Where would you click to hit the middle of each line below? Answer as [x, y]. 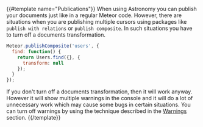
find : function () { [37, 51]
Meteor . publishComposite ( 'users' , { [53, 46]
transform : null [43, 63]
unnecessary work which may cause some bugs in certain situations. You [98, 105]
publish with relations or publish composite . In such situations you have [99, 28]
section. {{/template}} [34, 118]
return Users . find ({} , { [49, 57]
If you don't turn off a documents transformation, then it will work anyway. [99, 92]
